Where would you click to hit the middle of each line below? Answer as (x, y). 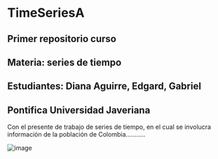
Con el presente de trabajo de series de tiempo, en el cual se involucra (109, 127)
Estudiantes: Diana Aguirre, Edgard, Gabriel (104, 87)
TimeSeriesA (46, 13)
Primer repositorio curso (62, 39)
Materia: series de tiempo (64, 62)
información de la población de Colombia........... (76, 134)
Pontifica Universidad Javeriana (79, 110)
